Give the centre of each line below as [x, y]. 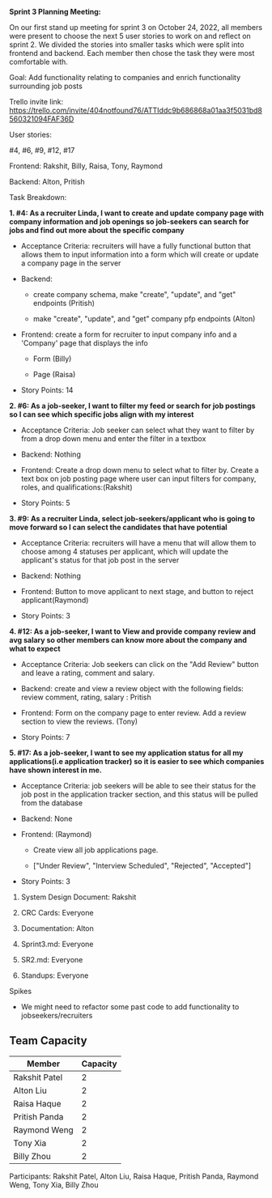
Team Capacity [48, 1041]
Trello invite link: [36, 102]
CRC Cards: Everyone [57, 913]
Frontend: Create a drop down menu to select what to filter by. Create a [140, 470]
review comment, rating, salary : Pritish [86, 697]
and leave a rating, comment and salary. [88, 673]
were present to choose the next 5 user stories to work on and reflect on [130, 36]
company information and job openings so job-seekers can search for [129, 221]
